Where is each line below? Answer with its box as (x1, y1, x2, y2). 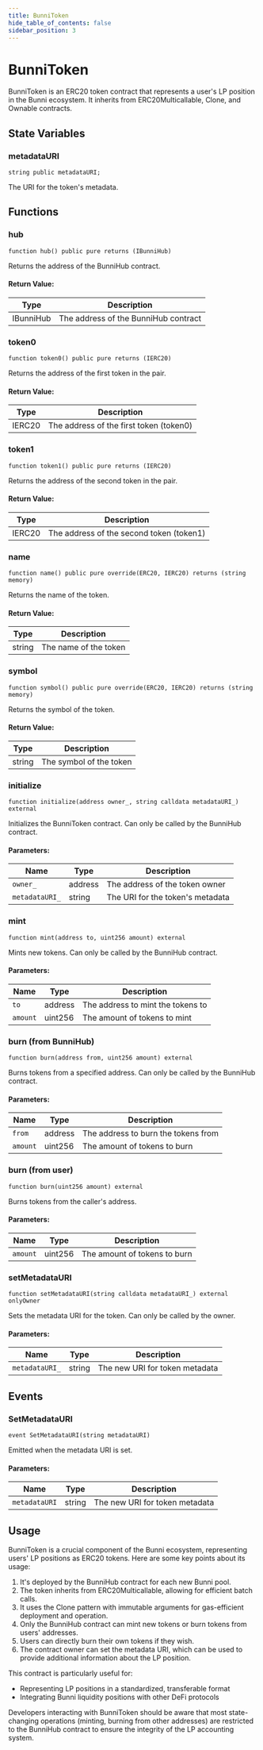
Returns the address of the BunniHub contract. (8, 261, 161, 271)
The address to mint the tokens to (82, 999, 208, 1010)
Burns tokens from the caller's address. (8, 1196, 137, 1206)
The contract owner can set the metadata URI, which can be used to (19, 1644, 243, 1655)
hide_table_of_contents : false (8, 19, 112, 27)
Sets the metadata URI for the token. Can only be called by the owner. (8, 1311, 236, 1321)
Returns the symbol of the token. (8, 704, 115, 714)
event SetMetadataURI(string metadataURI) (8, 1432, 151, 1440)
